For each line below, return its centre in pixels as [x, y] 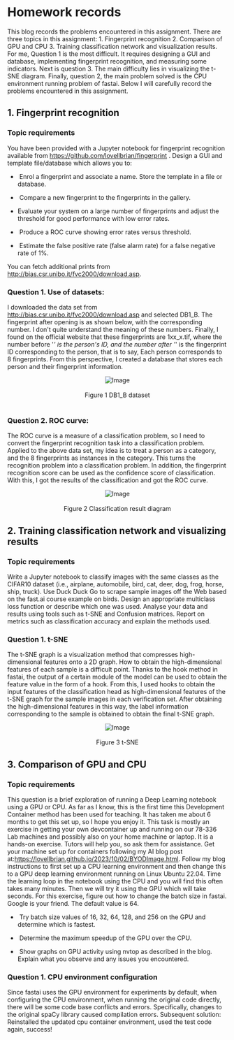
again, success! [30, 1030]
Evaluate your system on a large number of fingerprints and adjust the [118, 211]
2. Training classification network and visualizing [117, 531]
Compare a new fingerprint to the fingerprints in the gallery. [105, 197]
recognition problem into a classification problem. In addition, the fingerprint [117, 465]
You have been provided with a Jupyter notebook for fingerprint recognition [116, 148]
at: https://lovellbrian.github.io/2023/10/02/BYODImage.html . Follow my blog [116, 859]
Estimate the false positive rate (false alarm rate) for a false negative [117, 245]
